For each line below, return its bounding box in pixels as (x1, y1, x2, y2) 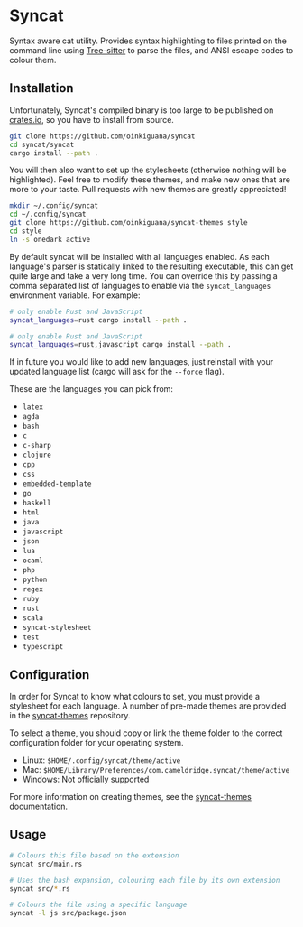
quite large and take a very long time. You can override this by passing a (9, 270, 278, 281)
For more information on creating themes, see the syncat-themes (9, 792, 252, 802)
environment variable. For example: (9, 290, 141, 301)
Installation (9, 80, 74, 96)
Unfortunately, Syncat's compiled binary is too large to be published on (9, 105, 274, 116)
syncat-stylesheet (22, 624, 92, 633)
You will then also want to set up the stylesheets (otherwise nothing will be (9, 164, 287, 176)
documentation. (9, 801, 69, 812)
